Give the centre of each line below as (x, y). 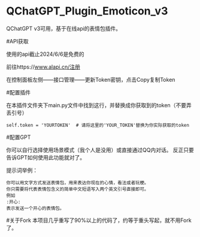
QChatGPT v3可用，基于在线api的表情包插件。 (64, 28)
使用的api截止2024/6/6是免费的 (46, 54)
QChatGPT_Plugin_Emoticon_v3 (87, 11)
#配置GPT (19, 137)
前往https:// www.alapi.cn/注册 (43, 67)
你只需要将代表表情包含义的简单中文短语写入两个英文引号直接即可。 (78, 189)
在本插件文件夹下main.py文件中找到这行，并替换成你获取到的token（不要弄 (99, 105)
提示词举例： (22, 170)
